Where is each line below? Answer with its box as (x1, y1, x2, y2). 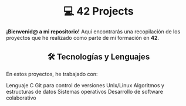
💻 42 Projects (63, 5, 134, 18)
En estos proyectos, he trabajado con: (6, 70, 98, 77)
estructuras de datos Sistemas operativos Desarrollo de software (6, 88, 163, 95)
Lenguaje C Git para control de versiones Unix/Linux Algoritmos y (6, 81, 164, 88)
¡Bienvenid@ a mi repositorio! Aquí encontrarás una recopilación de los (6, 28, 181, 35)
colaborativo (6, 94, 36, 101)
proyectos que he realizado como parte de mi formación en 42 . (6, 34, 160, 41)
